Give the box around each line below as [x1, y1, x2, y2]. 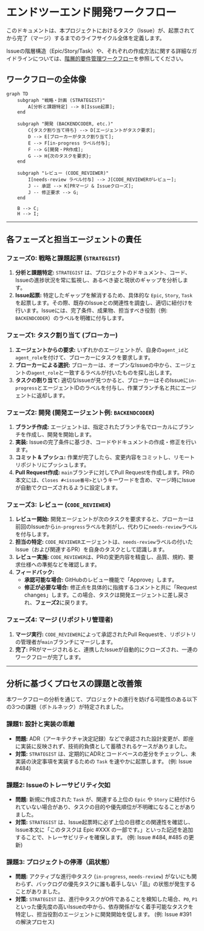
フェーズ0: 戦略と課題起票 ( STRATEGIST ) [6, 254, 120, 263]
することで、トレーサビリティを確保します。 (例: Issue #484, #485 [15, 834, 182, 841]
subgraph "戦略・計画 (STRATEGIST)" [17, 97, 105, 103]
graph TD [6, 90, 29, 97]
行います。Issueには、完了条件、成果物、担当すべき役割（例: [15, 307, 168, 314]
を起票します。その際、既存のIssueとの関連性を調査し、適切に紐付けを [15, 299, 193, 306]
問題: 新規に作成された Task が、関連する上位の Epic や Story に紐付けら [15, 796, 196, 803]
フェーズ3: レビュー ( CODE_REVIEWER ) [6, 500, 111, 509]
